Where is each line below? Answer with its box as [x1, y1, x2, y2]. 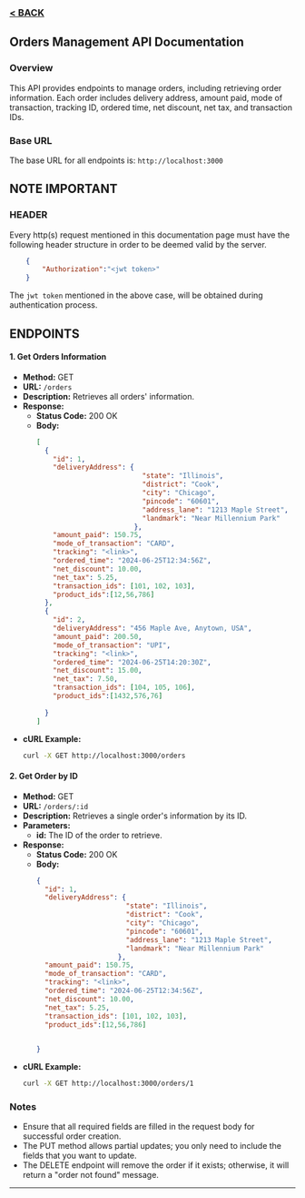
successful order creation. [22, 1131, 122, 1142]
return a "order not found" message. [22, 1170, 159, 1181]
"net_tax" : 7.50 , [53, 675, 118, 684]
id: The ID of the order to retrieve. [35, 829, 162, 840]
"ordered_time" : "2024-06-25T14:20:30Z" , [53, 657, 212, 666]
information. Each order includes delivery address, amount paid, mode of [9, 92, 283, 103]
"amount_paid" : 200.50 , [53, 632, 143, 641]
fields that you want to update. [22, 1150, 138, 1162]
